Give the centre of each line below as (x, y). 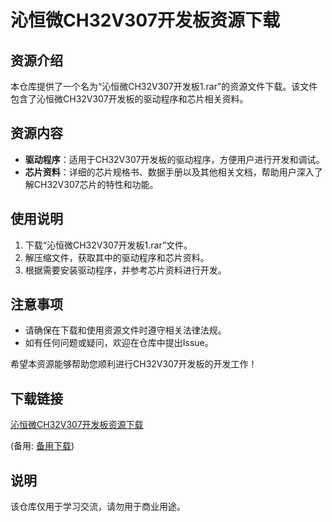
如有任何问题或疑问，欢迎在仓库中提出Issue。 (119, 343)
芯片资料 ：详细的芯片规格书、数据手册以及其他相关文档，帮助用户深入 (169, 172)
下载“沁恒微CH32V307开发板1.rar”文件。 (108, 245)
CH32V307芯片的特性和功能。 (96, 184)
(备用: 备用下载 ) (42, 446)
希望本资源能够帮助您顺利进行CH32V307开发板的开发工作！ (134, 364)
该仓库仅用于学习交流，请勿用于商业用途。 (98, 507)
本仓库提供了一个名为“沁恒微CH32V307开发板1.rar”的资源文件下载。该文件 (164, 86)
